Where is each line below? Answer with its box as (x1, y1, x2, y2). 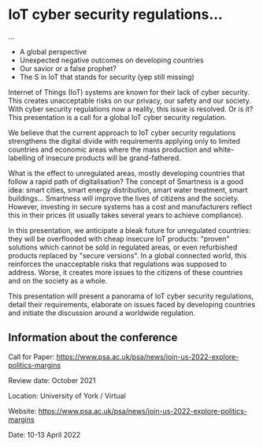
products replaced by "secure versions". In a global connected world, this (8, 250, 247, 260)
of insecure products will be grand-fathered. (36, 152, 181, 163)
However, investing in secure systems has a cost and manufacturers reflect (8, 201, 253, 211)
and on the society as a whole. (8, 276, 108, 285)
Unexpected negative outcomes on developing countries (19, 55, 204, 65)
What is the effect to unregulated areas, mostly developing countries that (8, 168, 246, 178)
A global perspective (19, 47, 87, 56)
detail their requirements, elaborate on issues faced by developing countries (8, 299, 256, 309)
